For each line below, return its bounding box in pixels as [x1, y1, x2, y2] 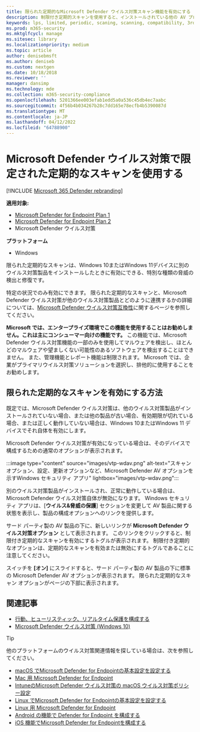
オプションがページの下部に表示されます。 [17, 579, 122, 586]
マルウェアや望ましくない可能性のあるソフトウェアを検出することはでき [16, 346, 194, 353]
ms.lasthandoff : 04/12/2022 [6, 120, 76, 125]
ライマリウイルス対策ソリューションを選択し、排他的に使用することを [21, 361, 194, 368]
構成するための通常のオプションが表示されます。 [6, 447, 126, 454]
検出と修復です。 [6, 276, 48, 283]
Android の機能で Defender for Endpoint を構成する [14, 711, 140, 718]
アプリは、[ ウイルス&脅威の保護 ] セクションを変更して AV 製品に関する [17, 502, 193, 509]
